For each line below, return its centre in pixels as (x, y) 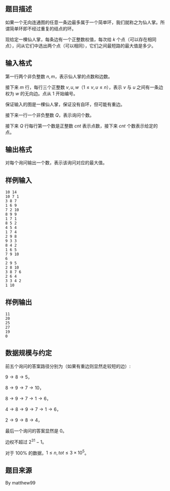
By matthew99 (20, 483)
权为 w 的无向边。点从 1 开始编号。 (41, 93)
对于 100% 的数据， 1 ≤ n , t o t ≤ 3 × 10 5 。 (47, 452)
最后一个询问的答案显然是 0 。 (36, 431)
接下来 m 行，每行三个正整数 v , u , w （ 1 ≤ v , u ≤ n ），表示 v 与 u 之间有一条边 (84, 87)
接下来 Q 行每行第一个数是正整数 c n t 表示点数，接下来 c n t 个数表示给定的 (82, 126)
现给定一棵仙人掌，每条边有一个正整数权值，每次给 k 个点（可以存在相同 (81, 39)
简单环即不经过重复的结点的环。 (43, 28)
